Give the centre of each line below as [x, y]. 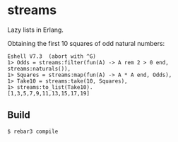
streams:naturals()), [39, 69]
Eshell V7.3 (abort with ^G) [52, 56]
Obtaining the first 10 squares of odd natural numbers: [86, 43]
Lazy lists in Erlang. [35, 30]
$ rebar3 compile [33, 131]
